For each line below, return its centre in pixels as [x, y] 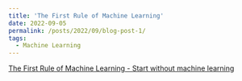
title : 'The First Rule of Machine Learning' [86, 16]
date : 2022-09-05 [38, 23]
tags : [17, 38]
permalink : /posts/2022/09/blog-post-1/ [77, 30]
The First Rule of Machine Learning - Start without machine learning [121, 68]
